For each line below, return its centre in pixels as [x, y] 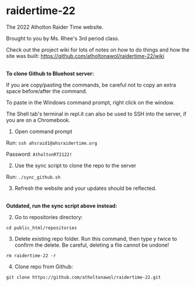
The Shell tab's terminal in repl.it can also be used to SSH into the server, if [96, 114]
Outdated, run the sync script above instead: [62, 206]
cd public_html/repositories [42, 228]
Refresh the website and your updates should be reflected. [85, 188]
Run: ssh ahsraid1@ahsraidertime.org [52, 142]
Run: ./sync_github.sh [33, 176]
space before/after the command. [47, 91]
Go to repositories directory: [49, 217]
